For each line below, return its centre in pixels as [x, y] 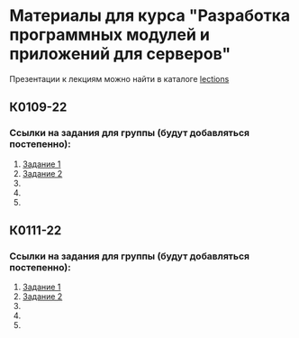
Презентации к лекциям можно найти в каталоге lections [119, 78]
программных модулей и [109, 35]
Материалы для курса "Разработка [150, 16]
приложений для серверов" [120, 54]
